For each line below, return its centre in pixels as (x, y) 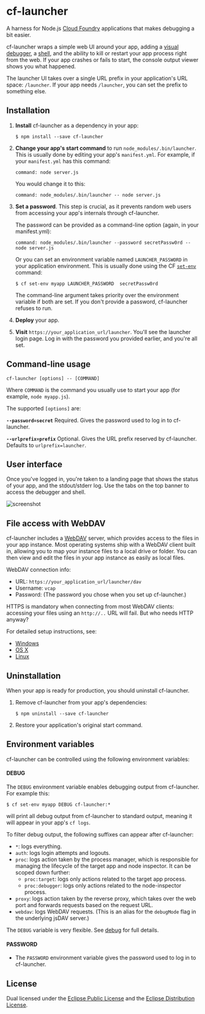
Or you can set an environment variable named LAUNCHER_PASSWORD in (101, 259)
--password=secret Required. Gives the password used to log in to (89, 420)
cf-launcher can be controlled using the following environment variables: (98, 759)
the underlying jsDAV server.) (52, 918)
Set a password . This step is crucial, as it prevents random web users (103, 206)
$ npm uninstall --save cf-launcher (62, 714)
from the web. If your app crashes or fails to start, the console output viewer (102, 60)
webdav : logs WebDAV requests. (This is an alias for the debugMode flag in (106, 912)
